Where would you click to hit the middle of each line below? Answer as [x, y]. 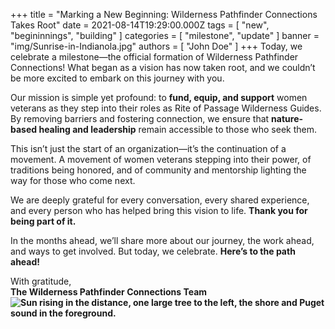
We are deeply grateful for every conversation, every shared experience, [160, 200]
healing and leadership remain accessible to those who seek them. [177, 129]
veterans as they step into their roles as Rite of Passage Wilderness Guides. [166, 108]
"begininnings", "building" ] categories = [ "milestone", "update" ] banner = [165, 35]
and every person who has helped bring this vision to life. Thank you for [159, 210]
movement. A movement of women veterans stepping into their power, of [161, 159]
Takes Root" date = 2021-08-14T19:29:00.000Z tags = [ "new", [140, 25]
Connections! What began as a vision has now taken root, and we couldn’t [163, 67]
